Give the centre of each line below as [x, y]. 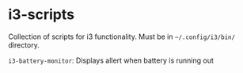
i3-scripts [42, 15]
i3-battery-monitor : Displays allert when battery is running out [111, 60]
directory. [24, 44]
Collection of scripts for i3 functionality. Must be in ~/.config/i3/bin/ [122, 36]
